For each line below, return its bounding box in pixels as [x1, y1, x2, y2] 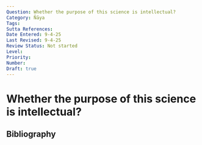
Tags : [6, 20, 20, 26]
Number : [6, 60, 26, 66]
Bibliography [6, 129, 56, 139]
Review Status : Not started [6, 43, 78, 49]
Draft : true [6, 65, 37, 72]
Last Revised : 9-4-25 [6, 37, 62, 43]
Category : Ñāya [6, 15, 45, 21]
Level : [6, 49, 23, 55]
